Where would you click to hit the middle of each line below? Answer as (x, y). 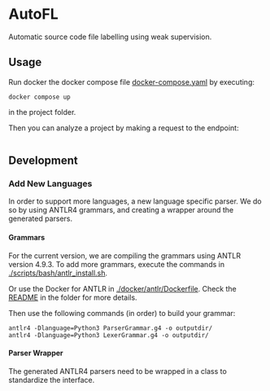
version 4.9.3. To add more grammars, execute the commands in (117, 264)
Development (44, 161)
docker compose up (39, 97)
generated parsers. (41, 219)
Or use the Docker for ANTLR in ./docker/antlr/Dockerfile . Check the (123, 288)
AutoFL (33, 14)
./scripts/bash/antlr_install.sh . (58, 273)
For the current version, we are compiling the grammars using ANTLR (125, 255)
